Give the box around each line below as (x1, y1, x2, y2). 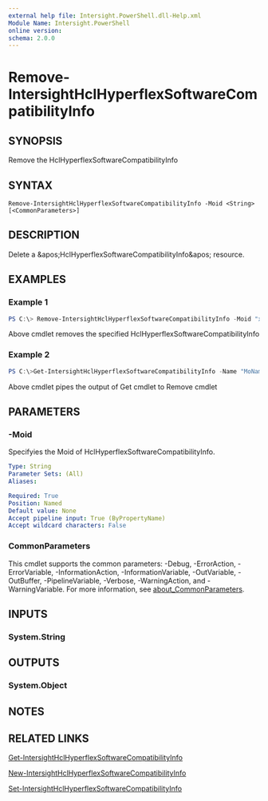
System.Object (8, 680, 68, 691)
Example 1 (8, 297, 49, 308)
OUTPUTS (8, 656, 60, 670)
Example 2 (8, 349, 50, 361)
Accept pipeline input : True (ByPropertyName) (8, 514, 166, 522)
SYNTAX (8, 178, 53, 192)
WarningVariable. (8, 584, 65, 594)
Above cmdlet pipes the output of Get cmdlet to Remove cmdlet (8, 381, 218, 392)
